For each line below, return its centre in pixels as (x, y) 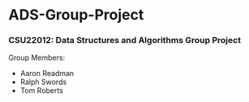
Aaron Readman (47, 74)
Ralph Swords (43, 82)
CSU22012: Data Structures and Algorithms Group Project (125, 40)
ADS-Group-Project (76, 15)
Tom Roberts (41, 91)
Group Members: (37, 57)
